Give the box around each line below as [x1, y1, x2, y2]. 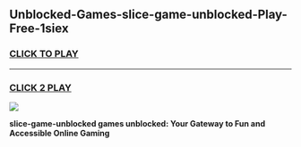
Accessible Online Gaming [9, 127, 110, 138]
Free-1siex [9, 21, 69, 37]
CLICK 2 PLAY [9, 81, 72, 94]
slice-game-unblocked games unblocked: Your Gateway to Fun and [9, 118, 266, 128]
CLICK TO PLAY [9, 48, 79, 61]
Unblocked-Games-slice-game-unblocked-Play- [9, 7, 288, 22]
